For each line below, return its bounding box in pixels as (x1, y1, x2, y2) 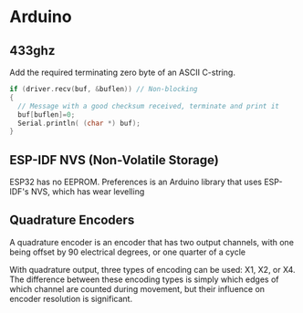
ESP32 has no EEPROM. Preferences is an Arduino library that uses (9, 176, 263, 188)
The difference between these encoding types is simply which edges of (9, 274, 279, 285)
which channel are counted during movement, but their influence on (9, 283, 266, 294)
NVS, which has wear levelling (30, 186, 145, 197)
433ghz (9, 43, 56, 58)
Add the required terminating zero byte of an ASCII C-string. (9, 67, 235, 78)
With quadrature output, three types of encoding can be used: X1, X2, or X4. (9, 264, 296, 275)
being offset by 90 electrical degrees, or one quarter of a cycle (9, 246, 246, 257)
